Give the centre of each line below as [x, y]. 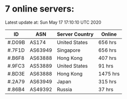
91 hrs [106, 66]
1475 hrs [109, 73]
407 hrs [107, 58]
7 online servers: [40, 9]
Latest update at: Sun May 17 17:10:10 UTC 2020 [53, 22]
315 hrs [107, 82]
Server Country [75, 34]
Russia [64, 89]
